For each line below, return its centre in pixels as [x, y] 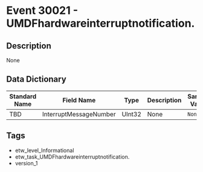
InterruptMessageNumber [79, 114]
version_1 [26, 163]
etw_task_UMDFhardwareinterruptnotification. [72, 157]
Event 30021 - [42, 11]
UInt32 [132, 114]
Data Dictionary [36, 79]
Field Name [79, 100]
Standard [23, 96]
